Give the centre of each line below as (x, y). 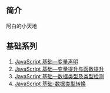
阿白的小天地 (21, 26)
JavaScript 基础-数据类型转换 (50, 84)
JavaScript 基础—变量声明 (46, 61)
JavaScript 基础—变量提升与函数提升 (59, 69)
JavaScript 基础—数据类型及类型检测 (59, 76)
